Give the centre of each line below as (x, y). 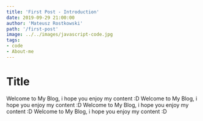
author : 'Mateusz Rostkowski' (45, 23)
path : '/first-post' (33, 29)
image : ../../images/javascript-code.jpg (60, 35)
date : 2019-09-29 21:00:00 (41, 18)
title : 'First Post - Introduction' (53, 12)
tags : (13, 40)
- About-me (20, 52)
